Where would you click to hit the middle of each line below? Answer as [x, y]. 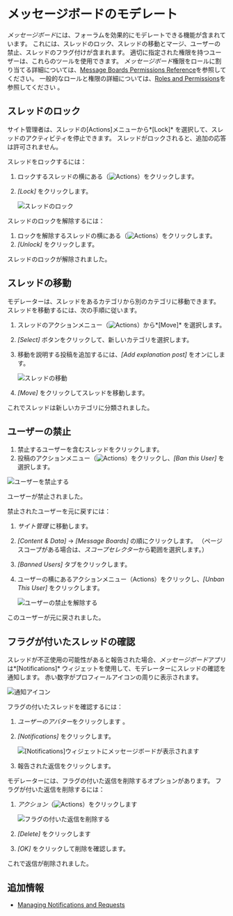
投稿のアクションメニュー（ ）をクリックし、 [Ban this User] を [121, 458]
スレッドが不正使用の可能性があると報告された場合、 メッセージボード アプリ [117, 660]
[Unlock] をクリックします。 [58, 244]
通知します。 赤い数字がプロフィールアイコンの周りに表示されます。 [105, 677]
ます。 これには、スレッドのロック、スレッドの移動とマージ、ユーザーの [117, 43]
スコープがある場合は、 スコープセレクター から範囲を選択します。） [113, 550]
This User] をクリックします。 [60, 588]
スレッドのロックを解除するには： [56, 221]
